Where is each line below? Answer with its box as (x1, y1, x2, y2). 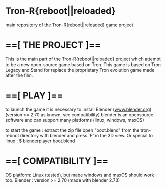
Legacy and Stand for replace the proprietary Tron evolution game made (5, 67, 155, 73)
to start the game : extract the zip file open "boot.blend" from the (5, 127, 140, 133)
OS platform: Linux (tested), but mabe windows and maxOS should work (5, 172, 154, 178)
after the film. (5, 72, 33, 78)
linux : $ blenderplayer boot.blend (5, 138, 75, 144)
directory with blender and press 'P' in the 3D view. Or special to (20, 132, 153, 138)
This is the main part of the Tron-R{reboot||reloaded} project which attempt (5, 56, 161, 62)
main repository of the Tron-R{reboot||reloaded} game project (5, 22, 134, 28)
